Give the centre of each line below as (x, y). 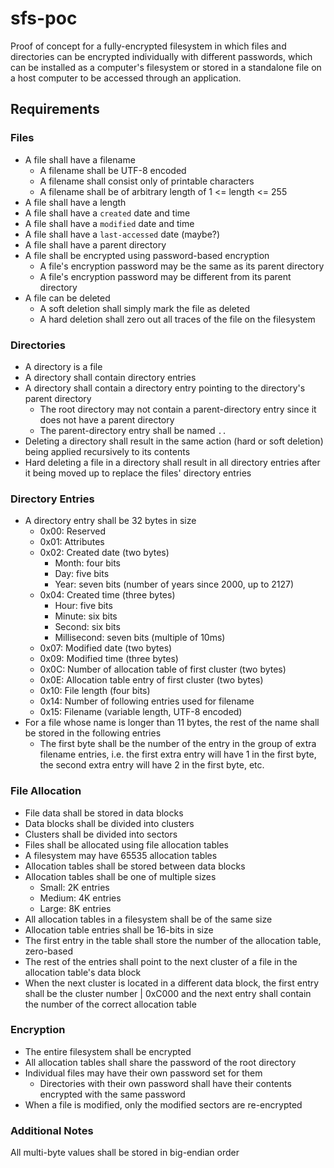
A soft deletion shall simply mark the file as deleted (145, 308)
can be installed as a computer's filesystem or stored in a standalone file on (166, 67)
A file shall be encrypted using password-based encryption (147, 255)
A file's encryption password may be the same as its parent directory (182, 266)
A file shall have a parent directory (95, 244)
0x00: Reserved (73, 531)
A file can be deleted (67, 298)
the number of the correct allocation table (110, 1004)
